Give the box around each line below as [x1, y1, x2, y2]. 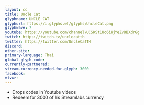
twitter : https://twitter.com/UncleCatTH [5, 39, 91, 44]
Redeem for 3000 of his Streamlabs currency [12, 94, 104, 100]
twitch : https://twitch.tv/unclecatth [5, 35, 85, 40]
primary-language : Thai [5, 52, 54, 58]
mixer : [5, 76, 19, 80]
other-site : [5, 48, 29, 53]
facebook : [5, 71, 26, 76]
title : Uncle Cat [5, 12, 41, 17]
